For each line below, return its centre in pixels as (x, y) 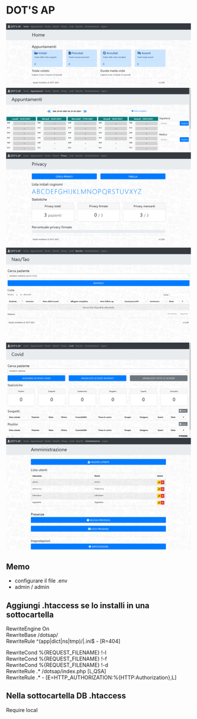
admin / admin (32, 587)
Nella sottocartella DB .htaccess (66, 696)
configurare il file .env (41, 581)
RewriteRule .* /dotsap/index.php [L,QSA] (56, 671)
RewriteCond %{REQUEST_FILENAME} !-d (57, 665)
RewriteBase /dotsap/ (32, 635)
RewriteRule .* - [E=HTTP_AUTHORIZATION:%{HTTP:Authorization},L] (91, 677)
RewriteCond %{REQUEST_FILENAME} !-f (57, 659)
